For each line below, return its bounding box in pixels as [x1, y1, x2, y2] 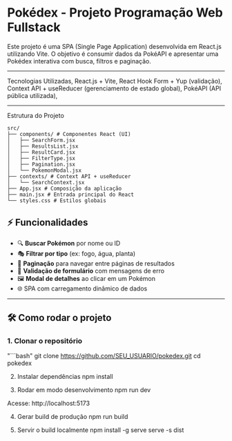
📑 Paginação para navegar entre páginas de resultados [17, 259, 175, 267]
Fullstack [7, 19, 61, 35]
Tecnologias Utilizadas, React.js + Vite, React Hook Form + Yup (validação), [7, 77, 222, 85]
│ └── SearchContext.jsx [7, 179, 85, 186]
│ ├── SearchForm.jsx [7, 137, 76, 144]
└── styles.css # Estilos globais [7, 197, 107, 204]
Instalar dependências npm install [17, 373, 113, 381]
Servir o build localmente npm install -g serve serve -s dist [17, 426, 184, 434]
